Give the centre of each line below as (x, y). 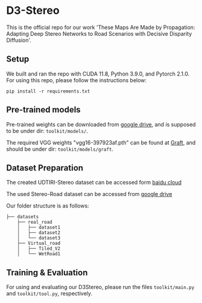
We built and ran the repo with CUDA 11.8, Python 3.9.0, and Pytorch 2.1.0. (98, 74)
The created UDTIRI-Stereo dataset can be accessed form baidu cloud (94, 183)
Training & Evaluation (47, 272)
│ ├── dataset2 (39, 233)
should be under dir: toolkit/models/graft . (60, 149)
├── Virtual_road (39, 243)
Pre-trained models (43, 110)
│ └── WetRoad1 (39, 254)
